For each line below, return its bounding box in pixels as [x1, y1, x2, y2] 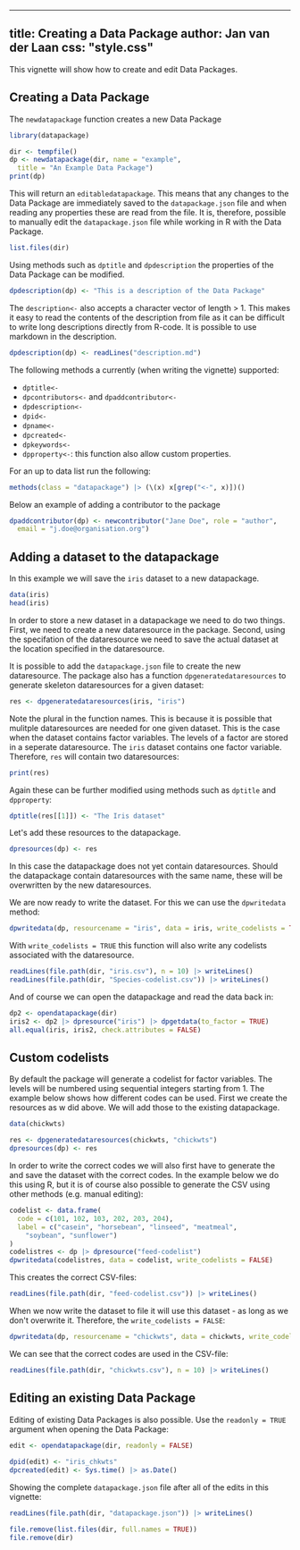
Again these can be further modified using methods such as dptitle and [9, 784, 277, 796]
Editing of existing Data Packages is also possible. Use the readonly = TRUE [9, 1414, 287, 1425]
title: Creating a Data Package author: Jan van [9, 26, 271, 41]
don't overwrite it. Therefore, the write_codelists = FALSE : [9, 1315, 226, 1326]
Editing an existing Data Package [9, 1391, 196, 1406]
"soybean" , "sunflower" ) [25, 1231, 118, 1240]
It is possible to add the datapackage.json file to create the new [9, 661, 241, 671]
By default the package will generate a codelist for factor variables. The [9, 1074, 273, 1084]
